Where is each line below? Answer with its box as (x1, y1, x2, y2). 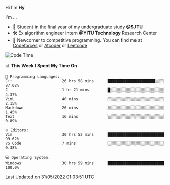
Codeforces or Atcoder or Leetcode (12, 43, 88, 48)
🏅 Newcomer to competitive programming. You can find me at (12, 37, 142, 43)
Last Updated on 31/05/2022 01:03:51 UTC (5, 174, 95, 180)
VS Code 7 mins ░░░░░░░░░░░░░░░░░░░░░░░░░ (5, 141, 165, 146)
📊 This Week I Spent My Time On (5, 63, 77, 68)
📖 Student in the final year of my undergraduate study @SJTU (12, 24, 143, 30)
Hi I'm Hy (5, 5, 25, 10)
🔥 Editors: (5, 128, 29, 133)
